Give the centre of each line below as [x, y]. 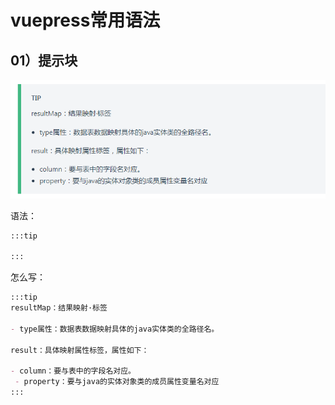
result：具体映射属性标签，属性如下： [80, 350]
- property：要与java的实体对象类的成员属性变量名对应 [117, 382]
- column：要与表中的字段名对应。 [73, 371]
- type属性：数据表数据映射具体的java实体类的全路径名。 [115, 329]
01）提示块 [44, 60]
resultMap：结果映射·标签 [59, 308]
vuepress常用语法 [85, 20]
